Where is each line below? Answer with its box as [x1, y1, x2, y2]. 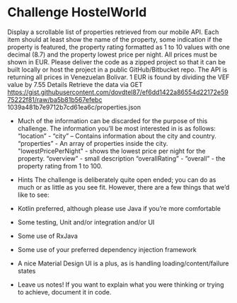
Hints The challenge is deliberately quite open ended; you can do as [17, 175, 216, 184]
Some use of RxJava [17, 231, 78, 240]
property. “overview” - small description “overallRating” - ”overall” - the [17, 154, 226, 163]
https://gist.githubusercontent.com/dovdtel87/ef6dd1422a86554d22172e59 [7, 88, 229, 96]
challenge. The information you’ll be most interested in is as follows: [17, 124, 216, 132]
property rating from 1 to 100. [17, 161, 103, 170]
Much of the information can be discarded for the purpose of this [17, 116, 208, 125]
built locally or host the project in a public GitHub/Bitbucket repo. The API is [7, 65, 228, 74]
